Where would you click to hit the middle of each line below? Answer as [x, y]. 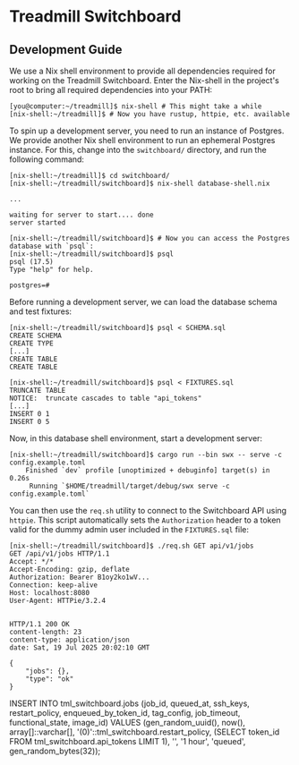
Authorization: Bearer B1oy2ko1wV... [80, 577]
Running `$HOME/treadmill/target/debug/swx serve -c [129, 486]
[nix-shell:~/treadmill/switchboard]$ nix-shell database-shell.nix [140, 183]
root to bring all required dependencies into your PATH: [111, 90]
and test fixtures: [41, 311]
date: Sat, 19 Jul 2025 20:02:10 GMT [80, 648]
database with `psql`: [51, 246]
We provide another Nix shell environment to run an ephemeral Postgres [142, 140]
